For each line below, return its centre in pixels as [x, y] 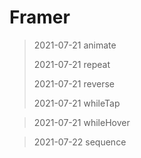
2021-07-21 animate [75, 45]
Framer [40, 17]
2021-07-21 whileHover [82, 122]
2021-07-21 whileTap [77, 103]
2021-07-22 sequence [80, 142]
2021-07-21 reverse [74, 83]
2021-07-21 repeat [72, 64]
